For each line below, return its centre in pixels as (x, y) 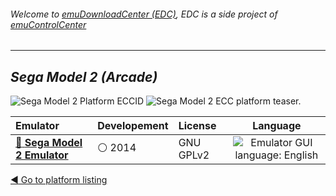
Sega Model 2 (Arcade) (84, 76)
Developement (133, 126)
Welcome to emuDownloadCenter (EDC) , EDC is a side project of (144, 14)
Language (277, 126)
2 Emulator (42, 155)
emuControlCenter (48, 24)
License (197, 126)
